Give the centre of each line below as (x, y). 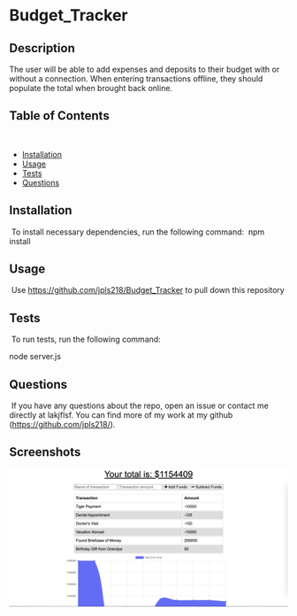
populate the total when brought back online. (91, 88)
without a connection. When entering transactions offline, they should (136, 79)
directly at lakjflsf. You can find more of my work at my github (121, 415)
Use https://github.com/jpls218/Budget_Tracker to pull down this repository (148, 290)
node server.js (35, 357)
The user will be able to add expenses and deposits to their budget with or (145, 69)
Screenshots (45, 452)
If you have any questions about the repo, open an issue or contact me (140, 406)
